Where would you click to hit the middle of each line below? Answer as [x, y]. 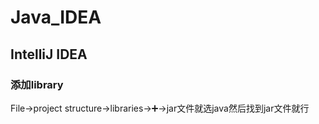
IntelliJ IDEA [49, 54]
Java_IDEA [56, 17]
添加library [37, 84]
